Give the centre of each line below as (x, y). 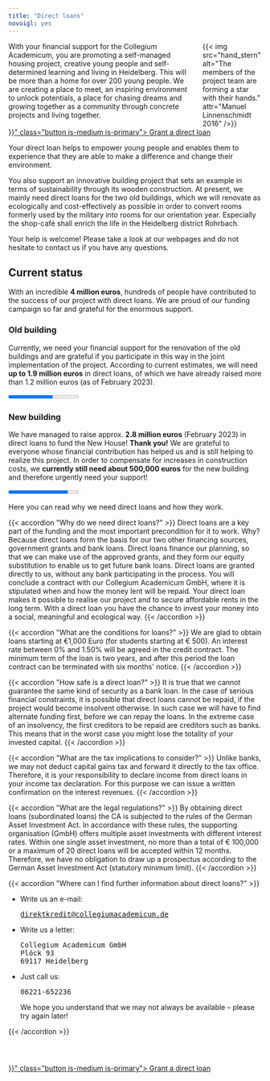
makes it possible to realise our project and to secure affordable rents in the (133, 599)
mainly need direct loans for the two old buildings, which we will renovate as (135, 197)
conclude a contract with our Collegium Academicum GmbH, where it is (127, 582)
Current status (45, 272)
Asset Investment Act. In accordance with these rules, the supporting (123, 825)
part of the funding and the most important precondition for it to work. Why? (134, 531)
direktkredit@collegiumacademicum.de (94, 914)
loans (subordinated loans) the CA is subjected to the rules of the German (131, 816)
